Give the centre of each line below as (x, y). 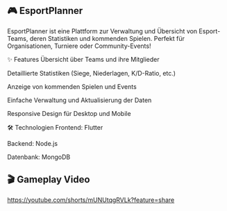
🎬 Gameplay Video (49, 179)
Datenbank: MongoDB (39, 157)
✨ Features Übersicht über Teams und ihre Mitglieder (83, 59)
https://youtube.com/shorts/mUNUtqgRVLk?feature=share (91, 200)
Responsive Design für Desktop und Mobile (69, 113)
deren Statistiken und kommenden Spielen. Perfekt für (107, 38)
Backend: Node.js (32, 143)
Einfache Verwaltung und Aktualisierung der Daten (79, 100)
